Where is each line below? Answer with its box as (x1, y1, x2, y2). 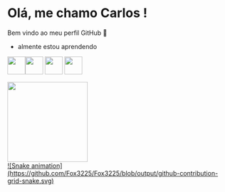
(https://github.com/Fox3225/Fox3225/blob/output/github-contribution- (7, 169, 219, 177)
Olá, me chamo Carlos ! (7, 5, 148, 21)
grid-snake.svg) (7, 176, 55, 185)
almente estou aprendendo (17, 42, 98, 50)
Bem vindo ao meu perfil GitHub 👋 (7, 28, 108, 37)
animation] (31, 161, 63, 170)
